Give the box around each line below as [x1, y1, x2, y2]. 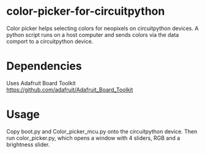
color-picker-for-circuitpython [6, 4, 165, 18]
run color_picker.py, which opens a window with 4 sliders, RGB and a [6, 134, 181, 142]
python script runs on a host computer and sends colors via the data [6, 31, 179, 38]
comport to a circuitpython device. [6, 37, 94, 45]
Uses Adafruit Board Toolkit [6, 79, 76, 87]
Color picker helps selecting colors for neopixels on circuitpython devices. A [6, 25, 199, 32]
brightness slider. [6, 141, 50, 148]
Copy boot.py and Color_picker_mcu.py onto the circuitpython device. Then [6, 128, 198, 135]
